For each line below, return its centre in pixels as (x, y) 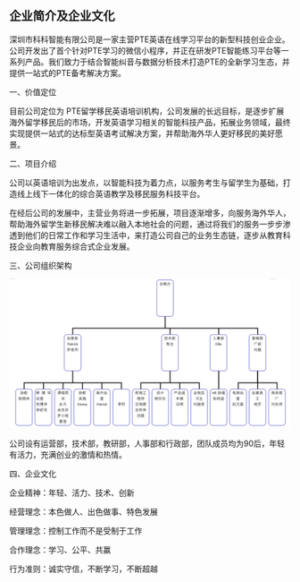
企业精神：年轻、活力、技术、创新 (72, 492)
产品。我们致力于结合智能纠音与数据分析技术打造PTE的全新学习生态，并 (157, 62)
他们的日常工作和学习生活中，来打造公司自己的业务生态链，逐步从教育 (154, 235)
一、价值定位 (33, 91)
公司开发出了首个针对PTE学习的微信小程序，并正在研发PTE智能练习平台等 (145, 50)
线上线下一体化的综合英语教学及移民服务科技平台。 (111, 193)
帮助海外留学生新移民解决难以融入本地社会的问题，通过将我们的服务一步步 (146, 224)
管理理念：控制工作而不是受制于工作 (76, 530)
